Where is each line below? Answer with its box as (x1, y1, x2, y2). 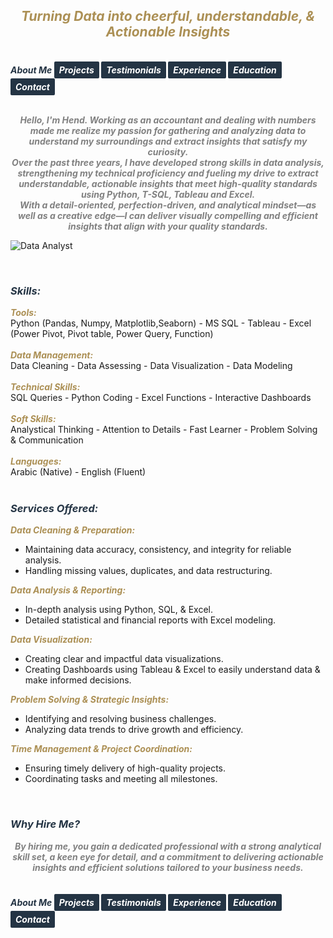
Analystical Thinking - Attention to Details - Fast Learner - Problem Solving (10, 424, 318, 436)
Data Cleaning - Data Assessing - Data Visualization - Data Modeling (10, 360, 293, 372)
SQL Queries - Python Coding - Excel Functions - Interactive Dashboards (10, 392, 312, 404)
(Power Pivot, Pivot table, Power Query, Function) (10, 328, 214, 340)
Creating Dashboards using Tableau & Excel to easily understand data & (24, 664, 321, 676)
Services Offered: (10, 502, 99, 516)
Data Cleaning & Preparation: (10, 524, 136, 536)
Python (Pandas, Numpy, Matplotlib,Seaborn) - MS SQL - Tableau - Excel (10, 317, 312, 329)
